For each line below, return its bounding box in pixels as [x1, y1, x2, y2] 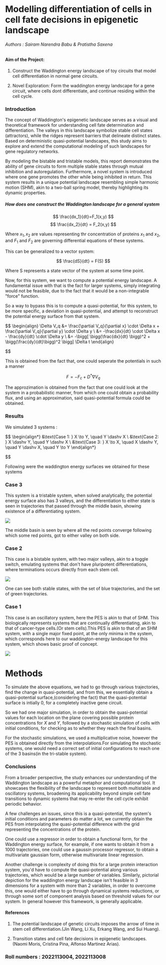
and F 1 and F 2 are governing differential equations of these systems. [5, 237, 145, 244]
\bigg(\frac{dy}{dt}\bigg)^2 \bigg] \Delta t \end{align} [5, 339, 114, 345]
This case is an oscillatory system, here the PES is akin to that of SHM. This [5, 614, 160, 620]
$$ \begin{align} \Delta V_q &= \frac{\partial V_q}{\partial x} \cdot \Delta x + [5, 323, 160, 329]
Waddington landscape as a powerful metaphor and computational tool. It [5, 780, 155, 786]
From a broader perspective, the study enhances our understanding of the [5, 774, 157, 780]
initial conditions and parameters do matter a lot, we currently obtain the [5, 816, 153, 821]
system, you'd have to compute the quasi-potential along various [5, 867, 138, 873]
